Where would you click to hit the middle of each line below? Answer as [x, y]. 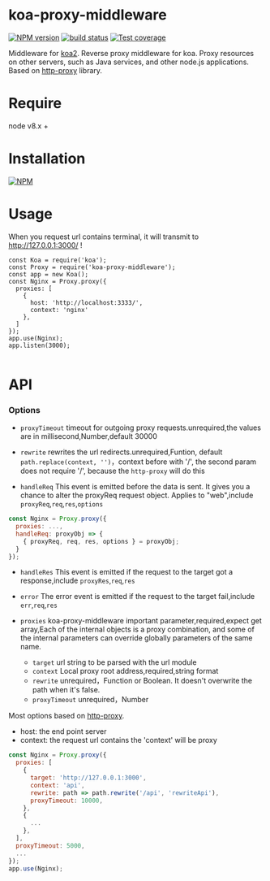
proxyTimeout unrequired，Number [90, 700]
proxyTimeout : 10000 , [66, 801]
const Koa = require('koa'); [58, 260]
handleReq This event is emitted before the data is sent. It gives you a [135, 487]
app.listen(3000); [39, 345]
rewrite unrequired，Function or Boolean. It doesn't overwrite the [142, 681]
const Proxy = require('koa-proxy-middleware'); [92, 267]
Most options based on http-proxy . [66, 716]
